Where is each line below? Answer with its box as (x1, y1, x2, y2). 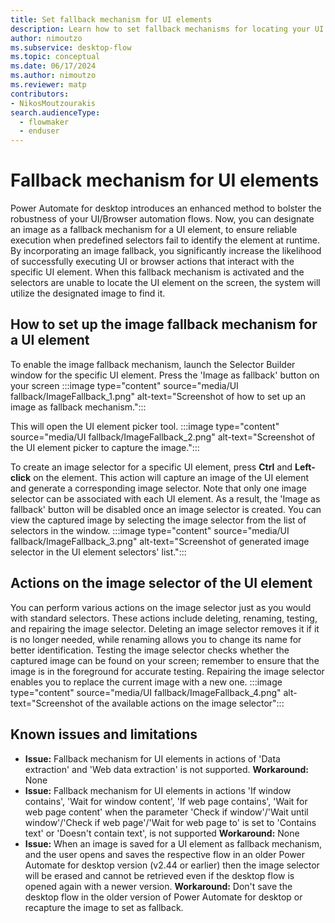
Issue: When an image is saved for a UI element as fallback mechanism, (24, 837, 322, 850)
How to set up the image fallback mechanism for (10, 316, 318, 333)
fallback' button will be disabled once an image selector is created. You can (10, 503, 322, 515)
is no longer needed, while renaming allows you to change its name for (10, 633, 302, 645)
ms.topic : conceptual (10, 52, 101, 62)
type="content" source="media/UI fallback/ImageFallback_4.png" (10, 686, 282, 698)
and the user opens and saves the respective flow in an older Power (24, 848, 306, 860)
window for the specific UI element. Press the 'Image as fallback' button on (10, 369, 320, 381)
